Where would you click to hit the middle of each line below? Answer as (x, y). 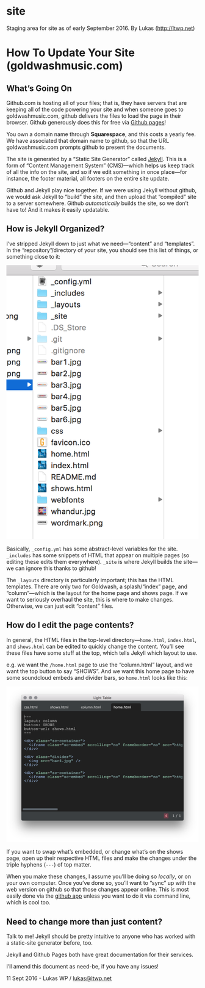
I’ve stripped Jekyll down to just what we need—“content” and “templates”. (101, 243)
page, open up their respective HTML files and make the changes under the (102, 858)
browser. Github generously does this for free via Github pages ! (86, 122)
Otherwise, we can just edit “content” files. (60, 606)
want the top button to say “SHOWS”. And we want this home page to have (100, 671)
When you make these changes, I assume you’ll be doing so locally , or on (99, 876)
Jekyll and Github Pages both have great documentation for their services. (100, 955)
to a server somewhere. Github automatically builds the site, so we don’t (98, 203)
